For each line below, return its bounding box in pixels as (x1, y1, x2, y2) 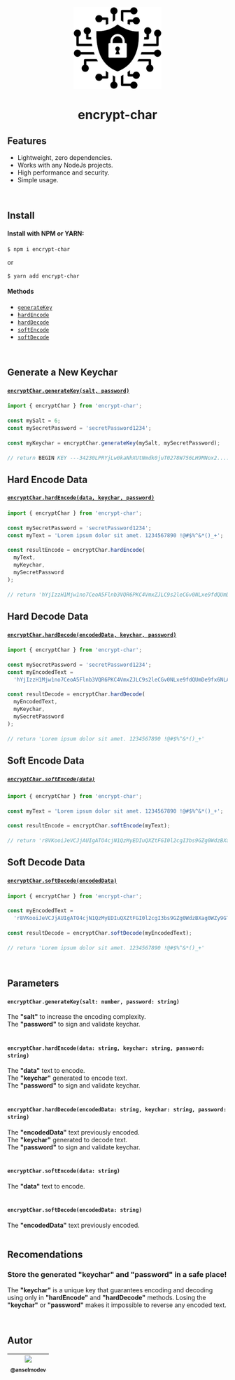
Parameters (7, 977, 59, 989)
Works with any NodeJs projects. (17, 161, 113, 170)
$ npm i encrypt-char (7, 245, 71, 252)
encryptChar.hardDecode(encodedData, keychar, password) (7, 631, 177, 638)
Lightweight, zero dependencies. (17, 154, 113, 162)
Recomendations (7, 1249, 83, 1261)
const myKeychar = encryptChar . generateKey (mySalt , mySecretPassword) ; (7, 439, 220, 447)
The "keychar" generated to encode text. (7, 1074, 128, 1083)
